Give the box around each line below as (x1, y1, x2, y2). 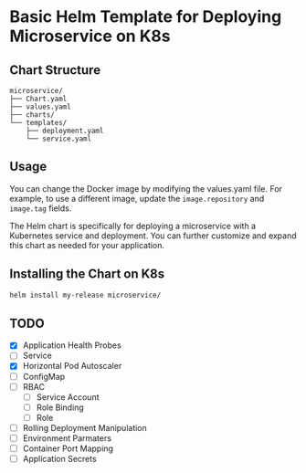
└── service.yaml (26, 134, 92, 143)
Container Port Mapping (22, 443, 114, 454)
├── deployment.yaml (26, 126, 104, 135)
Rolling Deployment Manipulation (22, 422, 148, 433)
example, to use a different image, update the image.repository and (9, 193, 265, 204)
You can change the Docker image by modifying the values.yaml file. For (9, 183, 283, 194)
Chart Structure (9, 62, 101, 78)
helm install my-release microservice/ (9, 290, 162, 300)
